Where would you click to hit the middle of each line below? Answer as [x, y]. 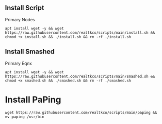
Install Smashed [30, 52]
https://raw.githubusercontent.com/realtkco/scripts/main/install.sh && [80, 33]
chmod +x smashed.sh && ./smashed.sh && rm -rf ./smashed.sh [68, 81]
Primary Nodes [20, 19]
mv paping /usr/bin [25, 117]
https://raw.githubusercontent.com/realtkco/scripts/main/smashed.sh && [80, 76]
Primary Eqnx [19, 63]
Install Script [25, 8]
